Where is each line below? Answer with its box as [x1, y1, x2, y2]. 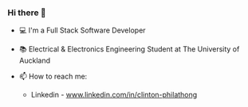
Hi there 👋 [7, 7, 47, 18]
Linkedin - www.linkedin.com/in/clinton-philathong [30, 90, 198, 100]
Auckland [18, 55, 51, 66]
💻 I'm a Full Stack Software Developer [18, 25, 146, 35]
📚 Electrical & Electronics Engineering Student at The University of [18, 44, 240, 54]
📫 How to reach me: [18, 71, 88, 82]
